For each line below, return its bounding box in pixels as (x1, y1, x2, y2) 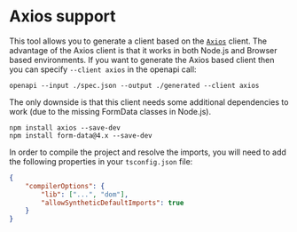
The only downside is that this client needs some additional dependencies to (9, 96, 289, 108)
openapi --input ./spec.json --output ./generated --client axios (9, 81, 260, 90)
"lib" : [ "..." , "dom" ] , (41, 189, 129, 199)
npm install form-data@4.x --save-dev (9, 131, 152, 140)
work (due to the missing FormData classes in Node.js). (9, 106, 211, 116)
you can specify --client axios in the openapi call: (9, 64, 197, 75)
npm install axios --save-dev (9, 123, 121, 132)
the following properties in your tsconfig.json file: (9, 156, 193, 166)
